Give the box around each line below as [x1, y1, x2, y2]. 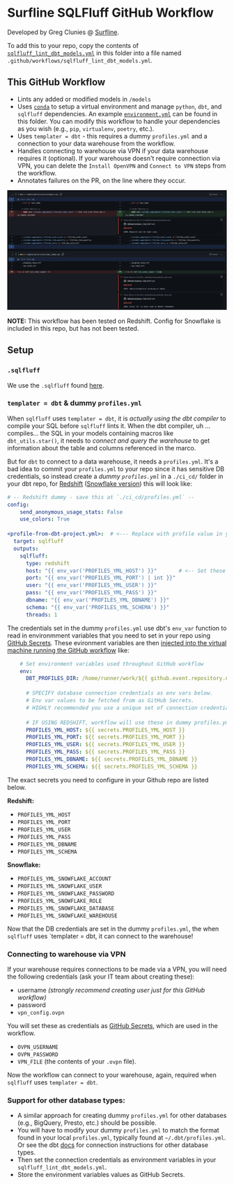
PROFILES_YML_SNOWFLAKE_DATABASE [17, 905, 115, 912]
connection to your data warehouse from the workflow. [17, 139, 175, 148]
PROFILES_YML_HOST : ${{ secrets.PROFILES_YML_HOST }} [25, 726, 186, 734]
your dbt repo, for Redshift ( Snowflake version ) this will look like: [7, 479, 193, 488]
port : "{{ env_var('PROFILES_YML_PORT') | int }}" [25, 574, 176, 582]
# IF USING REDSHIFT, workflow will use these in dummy [25, 719, 192, 726]
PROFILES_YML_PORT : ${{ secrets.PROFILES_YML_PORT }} [25, 734, 186, 741]
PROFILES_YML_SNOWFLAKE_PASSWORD [17, 890, 115, 897]
